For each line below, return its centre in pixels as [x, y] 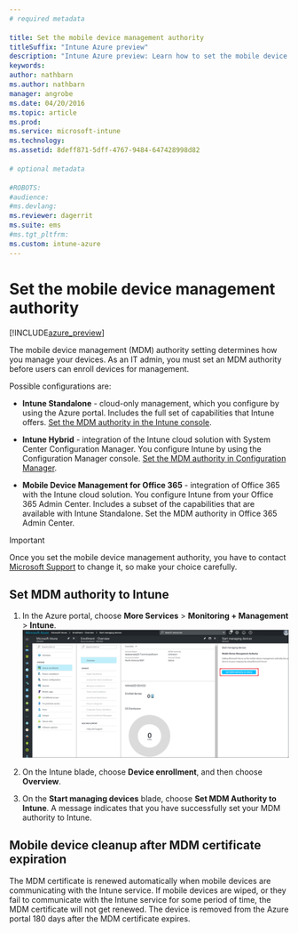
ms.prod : [25, 122]
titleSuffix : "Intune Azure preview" [79, 47]
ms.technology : [37, 141]
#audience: [29, 197]
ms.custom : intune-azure [55, 244]
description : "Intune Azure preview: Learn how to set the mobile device [149, 56]
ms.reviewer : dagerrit [51, 216]
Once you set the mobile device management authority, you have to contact [148, 557]
